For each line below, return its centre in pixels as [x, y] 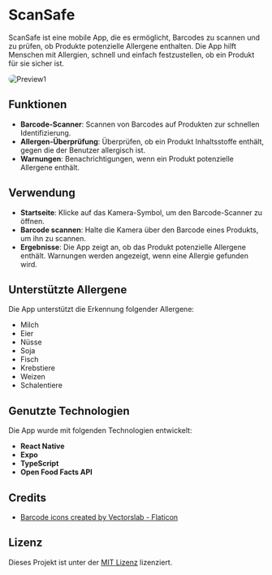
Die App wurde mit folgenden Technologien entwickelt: [100, 430]
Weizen [33, 377]
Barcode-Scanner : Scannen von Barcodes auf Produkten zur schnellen [140, 124]
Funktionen [38, 104]
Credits [28, 497]
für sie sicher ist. [37, 63]
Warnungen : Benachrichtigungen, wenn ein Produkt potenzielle [127, 158]
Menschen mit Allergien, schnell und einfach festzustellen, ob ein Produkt [132, 54]
